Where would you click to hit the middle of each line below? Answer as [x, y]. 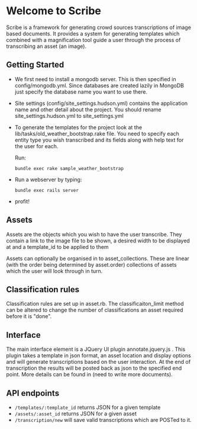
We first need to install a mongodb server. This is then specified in [95, 79]
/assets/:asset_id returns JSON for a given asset [76, 414]
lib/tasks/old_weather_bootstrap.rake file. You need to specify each [97, 133]
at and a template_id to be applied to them [57, 246]
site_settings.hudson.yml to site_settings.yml [69, 116]
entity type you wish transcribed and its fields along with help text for [99, 140]
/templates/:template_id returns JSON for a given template [88, 407]
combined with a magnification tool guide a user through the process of [93, 40]
